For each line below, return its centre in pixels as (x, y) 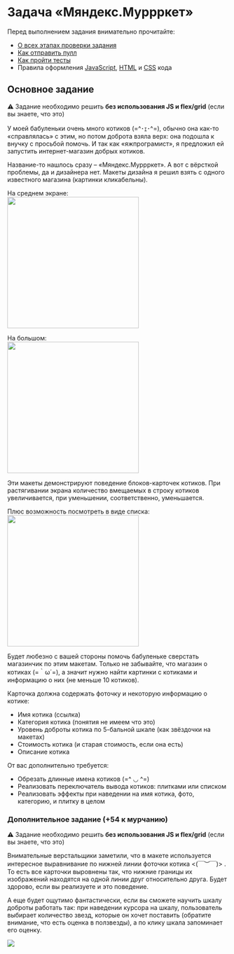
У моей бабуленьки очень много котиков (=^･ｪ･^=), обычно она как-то (113, 128)
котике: (19, 700)
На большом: (27, 338)
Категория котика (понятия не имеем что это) (86, 721)
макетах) (31, 737)
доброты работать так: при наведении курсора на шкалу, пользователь (115, 908)
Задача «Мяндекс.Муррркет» (101, 12)
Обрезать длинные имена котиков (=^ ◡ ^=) (83, 779)
